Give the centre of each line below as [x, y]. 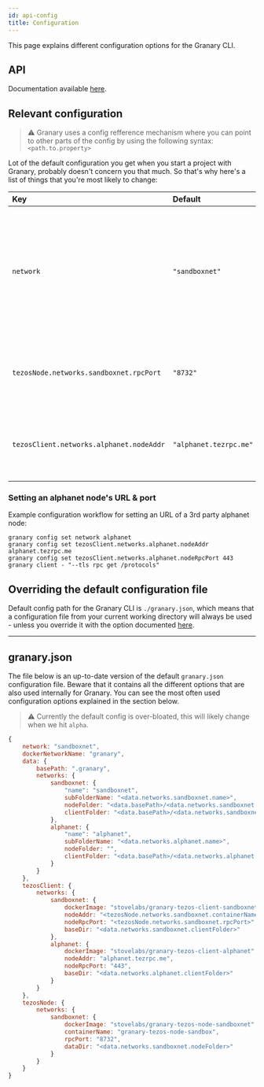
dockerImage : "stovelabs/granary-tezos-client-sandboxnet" [163, 908]
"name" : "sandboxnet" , [101, 791]
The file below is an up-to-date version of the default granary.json [116, 676]
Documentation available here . [58, 89]
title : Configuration [44, 23]
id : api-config [33, 15]
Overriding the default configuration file [108, 589]
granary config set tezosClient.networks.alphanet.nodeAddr [109, 545]
